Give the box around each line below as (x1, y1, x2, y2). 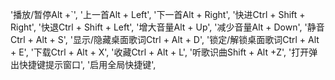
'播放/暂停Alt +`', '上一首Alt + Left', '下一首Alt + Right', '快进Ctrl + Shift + (10, 9, 306, 20)
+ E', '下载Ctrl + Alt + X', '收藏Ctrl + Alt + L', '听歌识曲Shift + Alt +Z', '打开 (10, 46, 310, 58)
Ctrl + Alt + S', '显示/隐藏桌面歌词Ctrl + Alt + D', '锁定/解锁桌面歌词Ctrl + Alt (10, 34, 320, 45)
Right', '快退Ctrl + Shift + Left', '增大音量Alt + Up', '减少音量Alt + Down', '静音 (10, 21, 325, 33)
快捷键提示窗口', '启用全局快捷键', (18, 59, 157, 70)
